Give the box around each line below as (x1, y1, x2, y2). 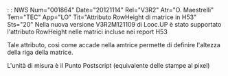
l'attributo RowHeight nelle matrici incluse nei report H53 (7, 27, 168, 36)
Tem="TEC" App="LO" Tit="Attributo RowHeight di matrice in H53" (7, 13, 197, 21)
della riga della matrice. (7, 48, 73, 56)
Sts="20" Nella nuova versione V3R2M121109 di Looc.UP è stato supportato (7, 21, 222, 28)
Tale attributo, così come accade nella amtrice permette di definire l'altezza (7, 41, 221, 49)
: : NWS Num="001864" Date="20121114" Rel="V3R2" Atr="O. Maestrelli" (7, 6, 214, 14)
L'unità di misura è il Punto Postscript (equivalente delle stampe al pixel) (7, 62, 210, 69)
